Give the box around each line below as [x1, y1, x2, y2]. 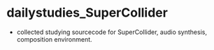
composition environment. [16, 35, 92, 43]
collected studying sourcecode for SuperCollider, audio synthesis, [16, 28, 208, 36]
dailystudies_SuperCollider [6, 5, 169, 21]
